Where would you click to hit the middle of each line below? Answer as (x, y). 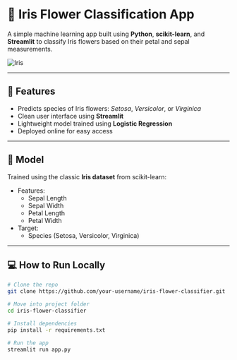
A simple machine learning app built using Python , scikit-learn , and (106, 34)
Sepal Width (46, 205)
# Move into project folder (49, 304)
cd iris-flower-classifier (47, 311)
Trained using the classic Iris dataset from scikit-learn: (87, 176)
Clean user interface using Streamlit (71, 116)
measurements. (30, 49)
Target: (28, 228)
